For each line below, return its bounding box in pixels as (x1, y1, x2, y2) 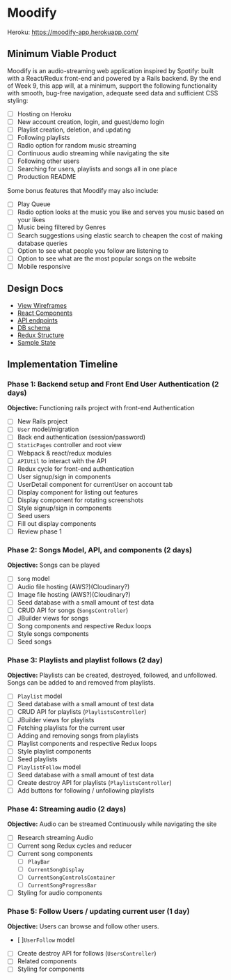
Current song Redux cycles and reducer (17, 841, 132, 850)
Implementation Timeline (7, 358, 118, 370)
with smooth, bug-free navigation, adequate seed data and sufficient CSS (7, 88, 218, 97)
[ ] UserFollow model (17, 935, 75, 944)
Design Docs (7, 283, 64, 295)
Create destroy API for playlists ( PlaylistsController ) (17, 779, 172, 787)
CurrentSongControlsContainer (27, 874, 116, 881)
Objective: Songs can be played (7, 561, 100, 569)
